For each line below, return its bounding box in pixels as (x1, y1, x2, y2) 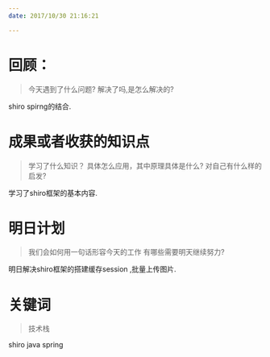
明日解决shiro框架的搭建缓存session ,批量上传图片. (8, 264, 177, 274)
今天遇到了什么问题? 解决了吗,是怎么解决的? (27, 84, 175, 93)
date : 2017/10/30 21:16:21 (8, 11, 99, 20)
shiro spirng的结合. (8, 102, 72, 111)
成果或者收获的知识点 (8, 132, 151, 151)
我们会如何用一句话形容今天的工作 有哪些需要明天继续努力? (27, 247, 225, 257)
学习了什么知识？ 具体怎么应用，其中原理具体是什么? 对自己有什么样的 (27, 160, 262, 170)
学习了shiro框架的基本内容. (8, 188, 98, 197)
